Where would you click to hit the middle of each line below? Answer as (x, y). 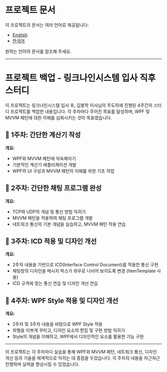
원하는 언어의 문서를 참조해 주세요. (38, 51)
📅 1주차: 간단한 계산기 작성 (43, 135)
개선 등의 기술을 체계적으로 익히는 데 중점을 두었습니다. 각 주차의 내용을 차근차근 (83, 358)
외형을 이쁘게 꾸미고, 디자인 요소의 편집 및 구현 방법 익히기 (69, 330)
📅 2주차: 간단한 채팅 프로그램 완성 (53, 188)
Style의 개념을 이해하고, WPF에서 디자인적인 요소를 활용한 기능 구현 (78, 337)
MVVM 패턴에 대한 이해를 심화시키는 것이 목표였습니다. (58, 118)
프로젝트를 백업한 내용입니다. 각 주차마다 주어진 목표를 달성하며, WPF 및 (80, 111)
